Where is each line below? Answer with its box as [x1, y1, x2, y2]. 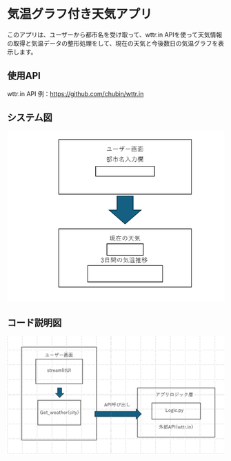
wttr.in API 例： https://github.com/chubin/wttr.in [7, 89, 144, 97]
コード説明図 [7, 317, 62, 329]
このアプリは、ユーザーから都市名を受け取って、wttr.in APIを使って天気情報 [7, 30, 223, 39]
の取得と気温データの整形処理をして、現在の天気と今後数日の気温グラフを [7, 39, 219, 47]
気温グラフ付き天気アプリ [7, 6, 153, 22]
